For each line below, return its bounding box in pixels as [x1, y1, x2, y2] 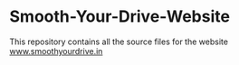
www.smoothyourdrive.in [9, 45, 103, 56]
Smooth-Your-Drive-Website [9, 6, 231, 27]
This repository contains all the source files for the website [9, 36, 229, 47]
